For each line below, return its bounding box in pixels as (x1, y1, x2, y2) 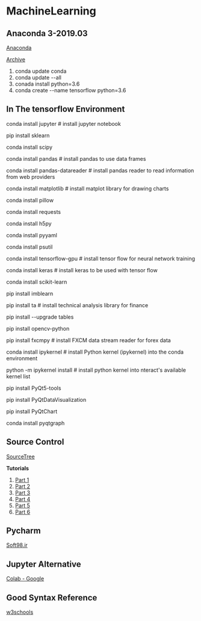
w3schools (6, 608, 34, 616)
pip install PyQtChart (6, 408, 58, 415)
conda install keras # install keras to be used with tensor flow (6, 266, 158, 273)
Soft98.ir (6, 541, 28, 549)
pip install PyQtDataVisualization (6, 396, 87, 403)
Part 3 (14, 489, 31, 496)
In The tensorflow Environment (6, 104, 125, 114)
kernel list (6, 372, 31, 380)
